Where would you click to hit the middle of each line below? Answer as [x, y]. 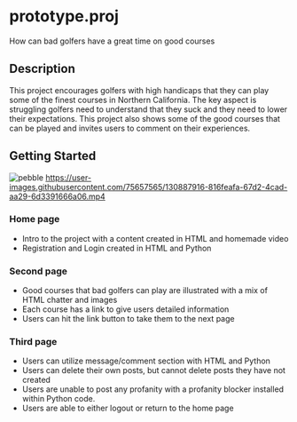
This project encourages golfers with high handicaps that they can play [139, 90]
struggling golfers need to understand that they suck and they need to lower [148, 109]
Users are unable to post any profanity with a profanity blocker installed [153, 389]
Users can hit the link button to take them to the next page [128, 319]
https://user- [68, 177]
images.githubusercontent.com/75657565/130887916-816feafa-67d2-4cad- [148, 187]
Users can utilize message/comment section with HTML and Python [146, 361]
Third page [33, 342]
